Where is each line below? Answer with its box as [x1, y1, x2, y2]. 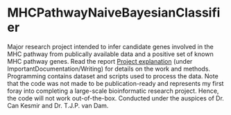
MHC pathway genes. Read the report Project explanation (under [7, 57, 193, 65]
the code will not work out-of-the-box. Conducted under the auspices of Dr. [7, 94, 224, 102]
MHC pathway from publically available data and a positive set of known [7, 50, 214, 58]
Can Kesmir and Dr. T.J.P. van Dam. [7, 101, 109, 109]
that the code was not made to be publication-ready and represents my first [7, 79, 224, 87]
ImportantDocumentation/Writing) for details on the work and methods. [7, 64, 210, 73]
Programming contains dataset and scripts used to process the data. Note [7, 71, 219, 80]
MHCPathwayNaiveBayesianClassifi [7, 5, 221, 21]
